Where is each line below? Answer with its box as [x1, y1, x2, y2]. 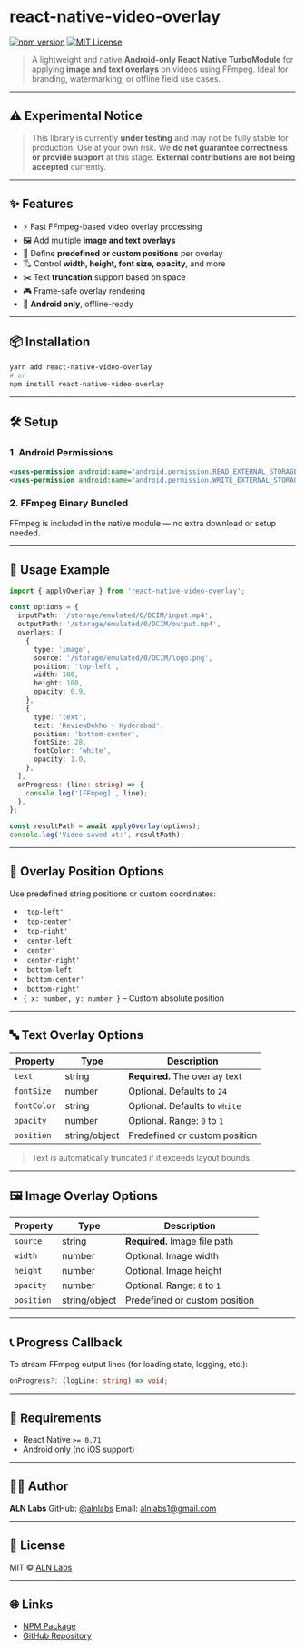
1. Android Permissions [9, 446, 113, 459]
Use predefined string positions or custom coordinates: [9, 888, 216, 899]
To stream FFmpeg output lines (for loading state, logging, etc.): [9, 1359, 248, 1370]
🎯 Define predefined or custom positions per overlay [22, 247, 223, 258]
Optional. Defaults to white [128, 1099, 241, 1112]
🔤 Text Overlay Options [9, 1027, 144, 1043]
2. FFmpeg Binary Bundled [9, 497, 129, 510]
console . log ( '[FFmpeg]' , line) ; [25, 788, 148, 797]
